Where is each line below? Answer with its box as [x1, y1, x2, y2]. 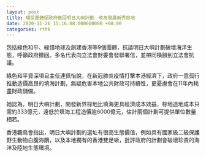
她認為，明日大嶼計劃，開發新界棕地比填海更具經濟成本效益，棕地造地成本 [6, 101, 194, 108]
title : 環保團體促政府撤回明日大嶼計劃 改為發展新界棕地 [6, 15, 135, 21]
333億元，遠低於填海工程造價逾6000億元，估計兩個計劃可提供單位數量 [17, 108, 197, 115]
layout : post [6, 9, 40, 15]
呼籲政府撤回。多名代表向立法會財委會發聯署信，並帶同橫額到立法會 [17, 52, 189, 59]
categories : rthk [6, 26, 51, 33]
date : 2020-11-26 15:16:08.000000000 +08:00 [6, 20, 122, 26]
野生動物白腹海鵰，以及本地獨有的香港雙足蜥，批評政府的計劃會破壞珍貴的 [6, 136, 194, 144]
